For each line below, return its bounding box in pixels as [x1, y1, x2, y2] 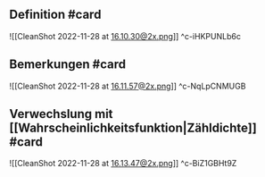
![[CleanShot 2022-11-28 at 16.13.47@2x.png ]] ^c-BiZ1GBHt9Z [9, 158, 237, 169]
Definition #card [9, 7, 102, 22]
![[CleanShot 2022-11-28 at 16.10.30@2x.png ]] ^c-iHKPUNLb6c [9, 30, 241, 41]
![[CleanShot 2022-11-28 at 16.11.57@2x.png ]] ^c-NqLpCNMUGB [9, 80, 246, 91]
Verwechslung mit [9, 106, 113, 122]
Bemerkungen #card [9, 57, 127, 72]
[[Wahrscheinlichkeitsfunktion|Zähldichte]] [9, 121, 257, 136]
